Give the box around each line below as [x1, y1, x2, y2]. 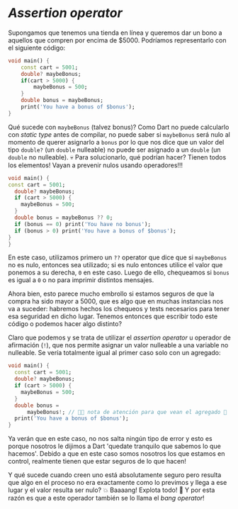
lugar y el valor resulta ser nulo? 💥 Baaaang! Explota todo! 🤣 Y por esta [8, 486, 215, 494]
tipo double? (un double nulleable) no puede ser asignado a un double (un [8, 145, 222, 154]
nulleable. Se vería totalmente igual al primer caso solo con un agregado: [8, 349, 222, 357]
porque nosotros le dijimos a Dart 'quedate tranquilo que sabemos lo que [8, 442, 222, 451]
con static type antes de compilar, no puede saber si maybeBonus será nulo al [8, 130, 231, 139]
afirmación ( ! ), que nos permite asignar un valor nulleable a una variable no [8, 341, 229, 349]
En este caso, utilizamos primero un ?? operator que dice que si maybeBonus [8, 253, 227, 262]
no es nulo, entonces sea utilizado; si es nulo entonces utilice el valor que [8, 261, 223, 269]
